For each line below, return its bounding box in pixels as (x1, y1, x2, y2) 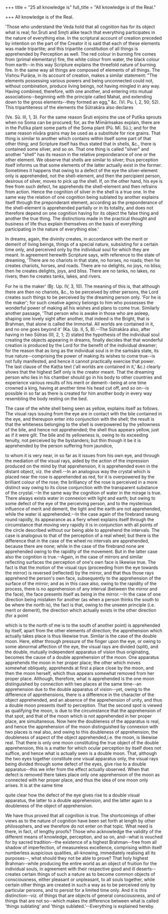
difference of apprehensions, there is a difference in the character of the (5, 692, 154, 698)
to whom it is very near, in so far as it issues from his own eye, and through (5, 452, 160, 459)
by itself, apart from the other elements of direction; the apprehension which (5, 628, 162, 633)
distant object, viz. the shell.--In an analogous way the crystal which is (5, 469, 151, 474)
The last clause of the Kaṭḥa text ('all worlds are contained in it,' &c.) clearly (5, 364, 161, 370)
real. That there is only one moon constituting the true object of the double (5, 740, 159, 745)
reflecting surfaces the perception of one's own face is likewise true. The (5, 559, 156, 565)
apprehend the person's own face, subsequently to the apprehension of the (5, 575, 161, 581)
